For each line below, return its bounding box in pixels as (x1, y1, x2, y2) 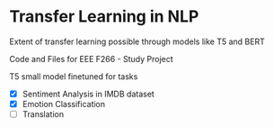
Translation (22, 109, 65, 120)
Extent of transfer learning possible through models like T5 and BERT (9, 36, 265, 47)
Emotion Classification (22, 99, 106, 109)
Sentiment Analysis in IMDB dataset (22, 88, 155, 99)
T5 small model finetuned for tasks (9, 70, 138, 82)
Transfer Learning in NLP (9, 6, 199, 27)
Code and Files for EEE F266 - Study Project (9, 53, 173, 64)
